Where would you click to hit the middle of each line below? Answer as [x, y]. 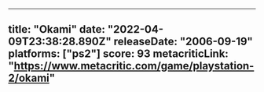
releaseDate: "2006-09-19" [183, 42]
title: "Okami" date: [57, 29]
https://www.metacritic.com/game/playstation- [134, 66]
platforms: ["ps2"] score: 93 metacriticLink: [119, 54]
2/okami [29, 78]
